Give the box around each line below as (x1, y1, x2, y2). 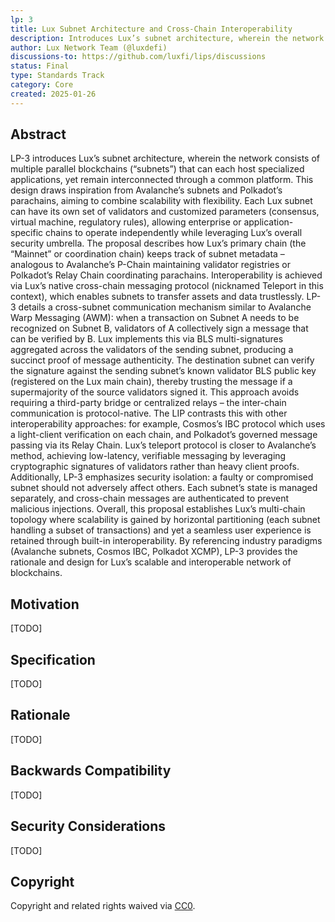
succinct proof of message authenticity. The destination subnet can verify (10, 354, 315, 366)
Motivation (10, 596, 80, 613)
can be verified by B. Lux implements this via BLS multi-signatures (10, 333, 284, 345)
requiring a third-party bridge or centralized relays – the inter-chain (10, 397, 287, 409)
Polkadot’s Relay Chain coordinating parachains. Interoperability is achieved (10, 269, 323, 281)
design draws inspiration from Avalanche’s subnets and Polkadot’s (10, 184, 283, 196)
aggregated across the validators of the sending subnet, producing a (10, 344, 294, 356)
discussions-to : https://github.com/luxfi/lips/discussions (10, 52, 267, 62)
